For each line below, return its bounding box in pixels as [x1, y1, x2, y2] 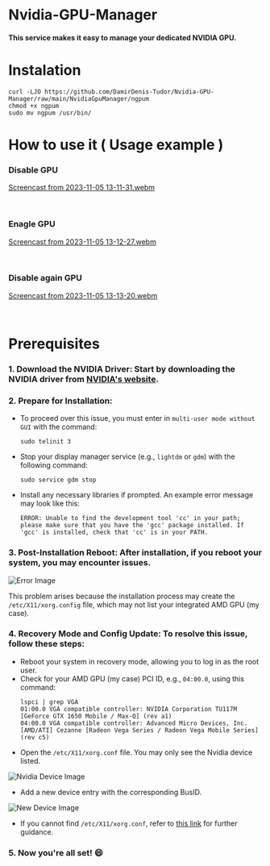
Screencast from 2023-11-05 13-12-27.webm [8, 236, 157, 247]
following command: [19, 460, 89, 470]
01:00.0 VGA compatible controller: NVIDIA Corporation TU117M [19, 705, 238, 713]
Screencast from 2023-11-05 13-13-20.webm [8, 290, 158, 300]
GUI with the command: [19, 422, 98, 432]
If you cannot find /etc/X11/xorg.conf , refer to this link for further [19, 818, 238, 828]
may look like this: [19, 498, 81, 509]
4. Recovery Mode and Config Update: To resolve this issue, [8, 628, 248, 639]
